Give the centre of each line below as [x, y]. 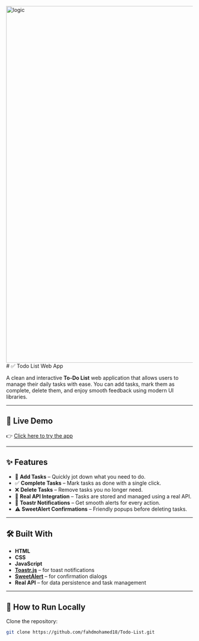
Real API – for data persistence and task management [80, 583]
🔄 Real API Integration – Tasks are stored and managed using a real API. [103, 496]
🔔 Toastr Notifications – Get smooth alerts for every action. [87, 502]
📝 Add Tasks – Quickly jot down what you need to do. [80, 476]
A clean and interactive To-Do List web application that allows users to [92, 378]
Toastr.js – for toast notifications [54, 570]
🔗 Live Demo [30, 421]
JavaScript [28, 564]
